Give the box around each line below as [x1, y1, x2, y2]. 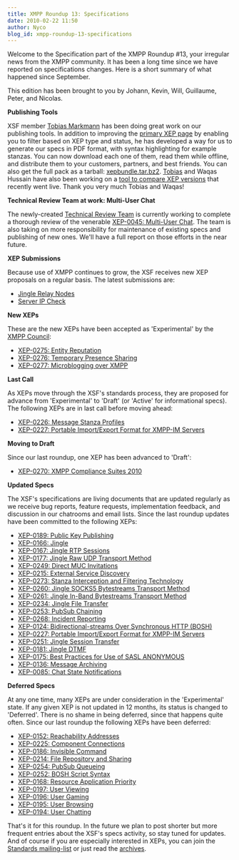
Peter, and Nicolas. [7, 94, 63, 103]
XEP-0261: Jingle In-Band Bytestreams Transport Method [17, 592, 187, 600]
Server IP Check [17, 297, 66, 305]
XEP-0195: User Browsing [17, 800, 94, 809]
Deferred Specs [7, 682, 56, 690]
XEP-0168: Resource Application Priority [17, 777, 137, 786]
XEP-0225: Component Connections [17, 739, 126, 748]
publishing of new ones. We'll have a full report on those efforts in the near [7, 233, 227, 241]
